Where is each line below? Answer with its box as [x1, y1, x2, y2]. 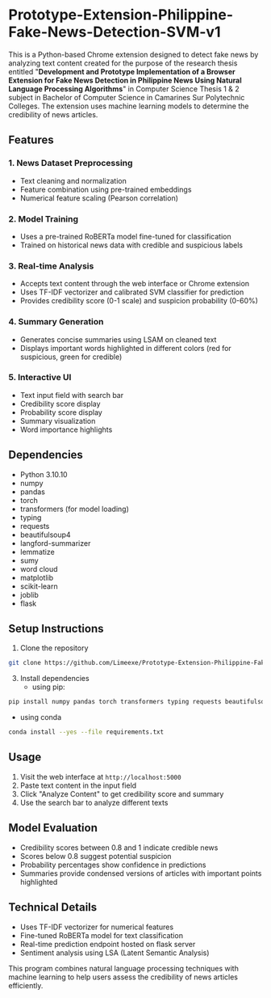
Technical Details [8, 900, 98, 915]
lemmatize [19, 547, 55, 556]
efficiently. [8, 980, 44, 990]
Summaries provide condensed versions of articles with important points [19, 868, 262, 878]
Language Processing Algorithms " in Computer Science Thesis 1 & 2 [8, 83, 240, 94]
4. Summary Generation [8, 316, 104, 328]
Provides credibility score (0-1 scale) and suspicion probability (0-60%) [19, 296, 258, 306]
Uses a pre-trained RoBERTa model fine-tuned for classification [19, 231, 231, 241]
